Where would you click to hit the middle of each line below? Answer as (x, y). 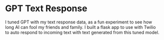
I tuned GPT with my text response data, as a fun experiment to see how (79, 22)
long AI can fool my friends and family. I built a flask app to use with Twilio (81, 27)
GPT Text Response (46, 9)
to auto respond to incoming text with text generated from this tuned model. (82, 32)
